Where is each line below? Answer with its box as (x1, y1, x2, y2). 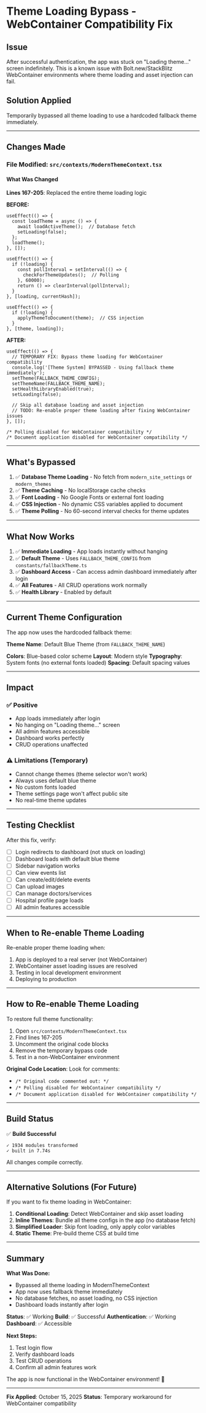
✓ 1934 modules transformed (6, 1142, 78, 1148)
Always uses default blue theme (15, 777, 97, 784)
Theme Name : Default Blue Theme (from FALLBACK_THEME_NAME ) (6, 640, 166, 648)
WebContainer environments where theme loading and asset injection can (6, 71, 193, 78)
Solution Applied (6, 95, 72, 106)
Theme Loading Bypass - (6, 4, 137, 18)
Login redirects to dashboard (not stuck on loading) (15, 848, 146, 855)
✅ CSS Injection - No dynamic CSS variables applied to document (15, 501, 183, 508)
